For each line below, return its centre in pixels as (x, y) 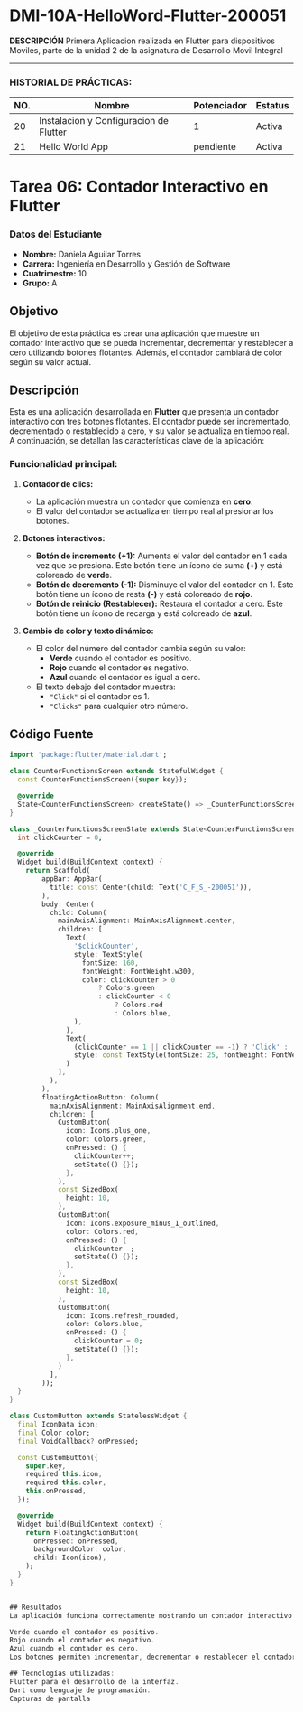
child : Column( (78, 912)
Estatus (272, 106)
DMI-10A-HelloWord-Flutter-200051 (148, 16)
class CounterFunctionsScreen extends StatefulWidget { (116, 772)
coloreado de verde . (74, 575)
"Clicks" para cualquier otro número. (119, 706)
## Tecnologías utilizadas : (62, 1674)
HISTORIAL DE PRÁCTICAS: (71, 82)
